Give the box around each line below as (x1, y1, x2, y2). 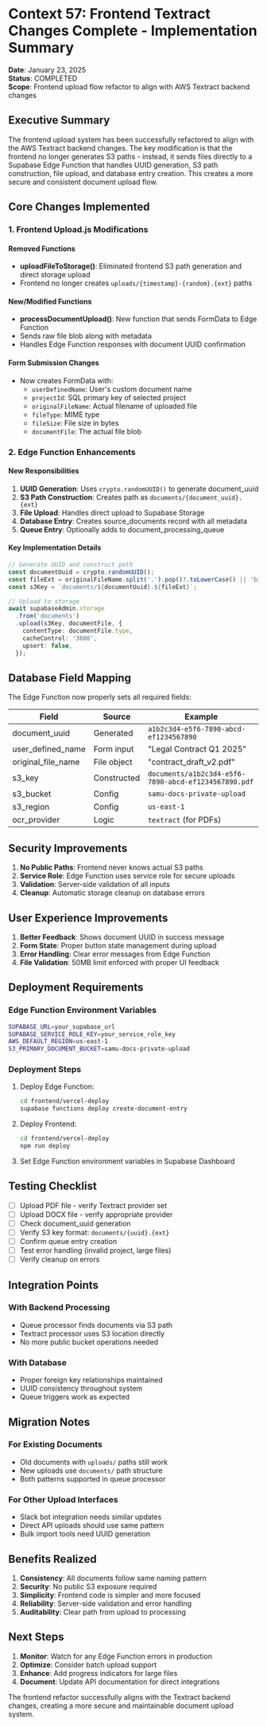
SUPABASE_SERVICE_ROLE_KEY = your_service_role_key (8, 1030, 176, 1038)
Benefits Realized (8, 1552, 97, 1566)
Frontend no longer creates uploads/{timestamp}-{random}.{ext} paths (19, 278, 253, 288)
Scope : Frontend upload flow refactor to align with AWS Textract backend (8, 81, 250, 92)
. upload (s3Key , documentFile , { (15, 619, 123, 628)
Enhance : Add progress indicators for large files (19, 1668, 178, 1678)
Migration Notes (8, 1415, 90, 1429)
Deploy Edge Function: (19, 1081, 95, 1092)
